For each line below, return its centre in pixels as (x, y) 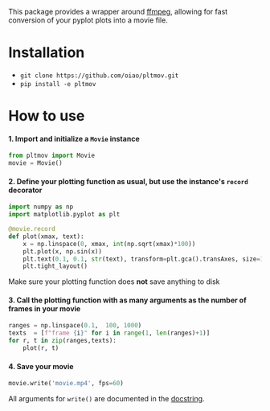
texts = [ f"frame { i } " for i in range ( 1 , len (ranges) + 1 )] (109, 333)
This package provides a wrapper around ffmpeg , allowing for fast (118, 12)
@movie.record (32, 229)
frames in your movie (45, 308)
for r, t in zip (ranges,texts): (62, 341)
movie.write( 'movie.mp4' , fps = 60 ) (66, 384)
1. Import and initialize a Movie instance (74, 138)
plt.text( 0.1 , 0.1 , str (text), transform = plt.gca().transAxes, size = (142, 259)
